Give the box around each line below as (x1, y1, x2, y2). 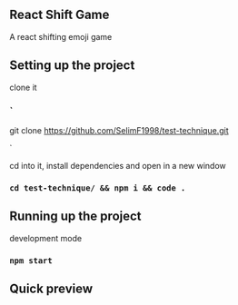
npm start (9, 255, 53, 266)
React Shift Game (9, 7, 110, 23)
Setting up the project (9, 58, 135, 74)
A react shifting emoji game (9, 31, 113, 42)
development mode (9, 232, 83, 243)
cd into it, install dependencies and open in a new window (9, 160, 227, 171)
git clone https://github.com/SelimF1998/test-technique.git (9, 124, 229, 135)
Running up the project (9, 209, 143, 224)
